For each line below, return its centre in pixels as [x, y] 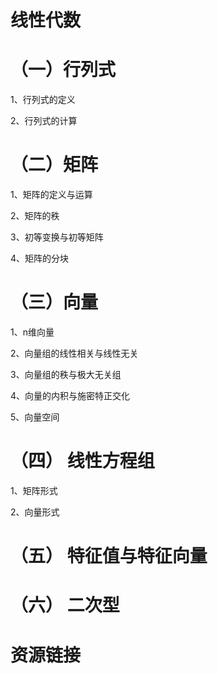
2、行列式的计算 [44, 121]
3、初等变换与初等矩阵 [57, 237]
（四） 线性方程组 [82, 461]
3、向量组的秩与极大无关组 [66, 374]
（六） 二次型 [65, 605]
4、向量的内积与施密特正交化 [70, 395]
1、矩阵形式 [34, 490]
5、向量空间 [35, 417]
